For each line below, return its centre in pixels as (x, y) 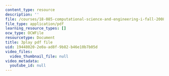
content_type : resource (30, 10)
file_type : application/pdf (35, 24)
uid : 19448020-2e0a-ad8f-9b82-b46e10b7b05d (52, 47)
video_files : (19, 51)
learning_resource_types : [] (36, 28)
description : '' (22, 14)
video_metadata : (22, 61)
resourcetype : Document (30, 38)
